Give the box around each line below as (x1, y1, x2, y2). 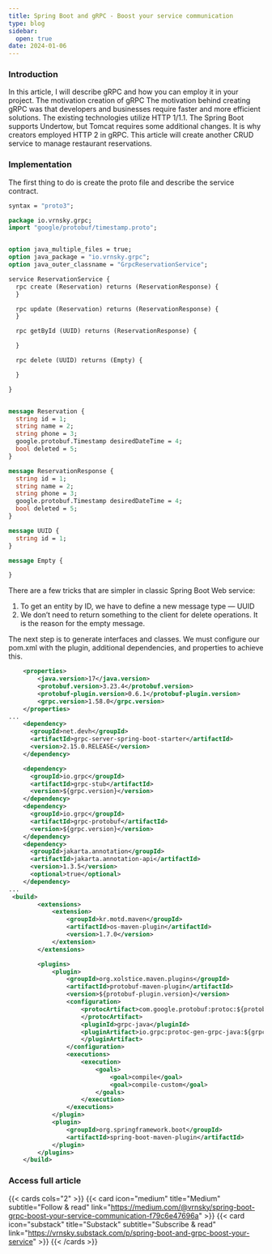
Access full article (8, 1175, 82, 1187)
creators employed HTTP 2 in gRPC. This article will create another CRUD (8, 130, 254, 140)
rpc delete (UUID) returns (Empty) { (15, 356, 143, 365)
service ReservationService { (8, 275, 111, 284)
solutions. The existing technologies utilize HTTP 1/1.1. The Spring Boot (8, 113, 244, 122)
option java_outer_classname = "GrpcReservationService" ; (8, 261, 208, 269)
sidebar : (8, 27, 38, 35)
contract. (8, 186, 39, 195)
